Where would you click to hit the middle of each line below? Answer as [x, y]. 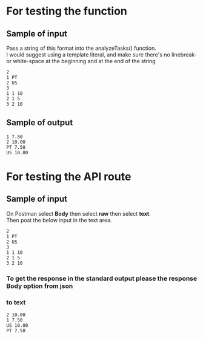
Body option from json [40, 286]
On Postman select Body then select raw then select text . [79, 213]
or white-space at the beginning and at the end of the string [81, 61]
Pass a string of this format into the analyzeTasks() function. [81, 48]
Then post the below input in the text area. [59, 220]
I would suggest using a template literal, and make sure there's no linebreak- [101, 55]
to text [16, 302]
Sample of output [40, 123]
